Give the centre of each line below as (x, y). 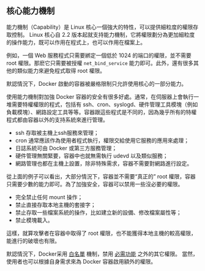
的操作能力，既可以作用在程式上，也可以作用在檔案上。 (76, 42)
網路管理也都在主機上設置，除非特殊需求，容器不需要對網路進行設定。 (104, 163)
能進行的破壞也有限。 (33, 240)
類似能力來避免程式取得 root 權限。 (61, 71)
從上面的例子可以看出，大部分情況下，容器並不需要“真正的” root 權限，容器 (101, 176)
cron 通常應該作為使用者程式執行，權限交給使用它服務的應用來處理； (102, 140)
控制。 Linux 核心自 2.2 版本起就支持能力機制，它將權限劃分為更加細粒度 (103, 34)
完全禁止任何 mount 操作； (49, 197)
